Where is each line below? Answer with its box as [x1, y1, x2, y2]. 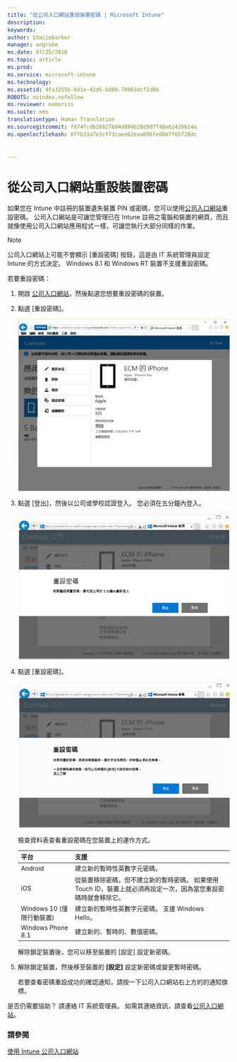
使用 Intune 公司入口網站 [7, 1047, 79, 1056]
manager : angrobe [7, 41, 59, 49]
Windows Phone [20, 923, 68, 932]
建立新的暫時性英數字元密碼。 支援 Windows [75, 904, 205, 913]
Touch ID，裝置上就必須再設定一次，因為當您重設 [75, 884, 219, 893]
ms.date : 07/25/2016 [7, 49, 68, 56]
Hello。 [75, 913, 97, 921]
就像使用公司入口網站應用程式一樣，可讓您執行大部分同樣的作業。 [7, 221, 199, 230]
